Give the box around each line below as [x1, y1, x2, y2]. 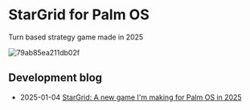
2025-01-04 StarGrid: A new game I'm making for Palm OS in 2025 [19, 92, 243, 102]
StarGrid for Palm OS [8, 6, 150, 24]
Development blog [8, 71, 103, 85]
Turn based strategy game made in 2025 [8, 32, 144, 42]
